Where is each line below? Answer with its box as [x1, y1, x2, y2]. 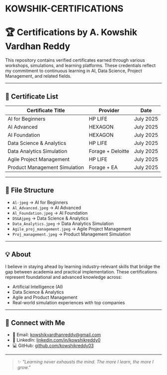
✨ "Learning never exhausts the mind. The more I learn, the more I [17, 359, 154, 365]
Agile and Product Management [12, 294, 78, 300]
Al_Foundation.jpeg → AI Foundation [12, 210, 88, 216]
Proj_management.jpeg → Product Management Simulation [12, 231, 131, 237]
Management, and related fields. [5, 73, 72, 79]
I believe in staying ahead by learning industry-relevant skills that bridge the [5, 263, 161, 269]
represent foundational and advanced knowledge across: [5, 274, 122, 280]
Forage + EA [88, 164, 118, 171]
